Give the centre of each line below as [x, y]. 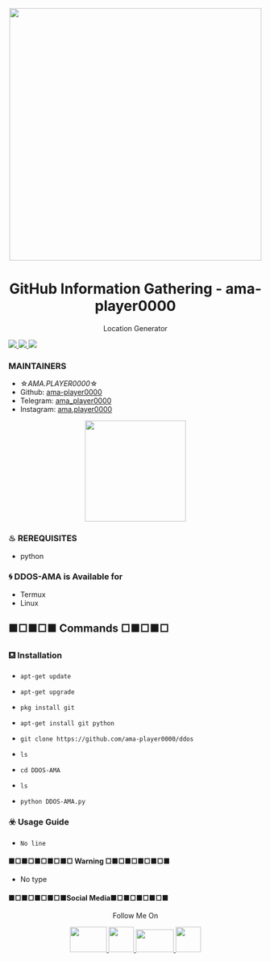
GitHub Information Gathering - [116, 289]
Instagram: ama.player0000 [66, 410]
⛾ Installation [35, 656]
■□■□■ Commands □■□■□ [89, 629]
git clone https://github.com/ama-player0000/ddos [107, 739]
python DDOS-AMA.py [53, 801]
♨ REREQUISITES [43, 539]
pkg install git [47, 708]
